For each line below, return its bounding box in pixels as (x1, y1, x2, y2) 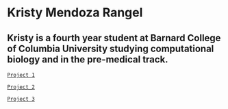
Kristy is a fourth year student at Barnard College (7, 32, 221, 44)
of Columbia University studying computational (7, 43, 214, 54)
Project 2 (7, 84, 36, 90)
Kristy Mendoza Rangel (7, 5, 143, 21)
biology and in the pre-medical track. (7, 53, 169, 65)
